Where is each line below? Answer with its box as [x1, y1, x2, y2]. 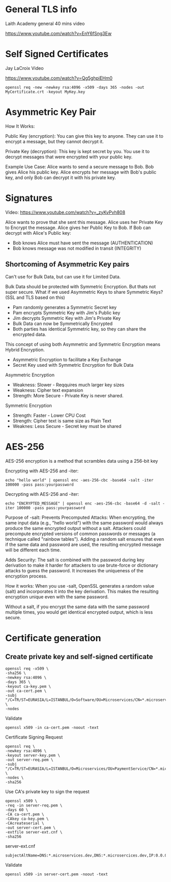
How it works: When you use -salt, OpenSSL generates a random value [5, 583, 154, 589]
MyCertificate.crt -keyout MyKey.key [5, 89, 85, 94]
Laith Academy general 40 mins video [5, 20, 85, 27]
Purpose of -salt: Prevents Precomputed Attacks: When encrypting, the [5, 514, 155, 520]
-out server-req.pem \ [5, 757, 53, 762]
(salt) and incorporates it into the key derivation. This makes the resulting [5, 588, 159, 594]
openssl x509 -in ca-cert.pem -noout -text [5, 725, 99, 730]
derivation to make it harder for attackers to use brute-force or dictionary [5, 562, 159, 568]
